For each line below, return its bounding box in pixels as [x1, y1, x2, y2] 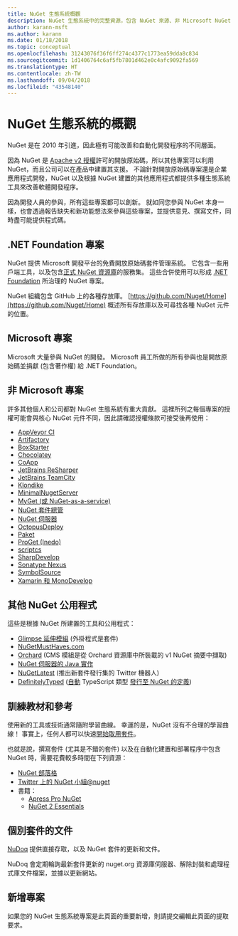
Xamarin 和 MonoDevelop [17, 576, 93, 584]
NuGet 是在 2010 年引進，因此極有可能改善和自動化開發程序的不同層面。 [7, 141, 220, 149]
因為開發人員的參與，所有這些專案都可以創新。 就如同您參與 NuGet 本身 [7, 198, 218, 206]
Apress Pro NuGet [28, 794, 82, 803]
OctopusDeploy [17, 522, 64, 531]
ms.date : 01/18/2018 [7, 37, 69, 44]
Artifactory [17, 435, 50, 443]
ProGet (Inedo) [17, 537, 62, 546]
